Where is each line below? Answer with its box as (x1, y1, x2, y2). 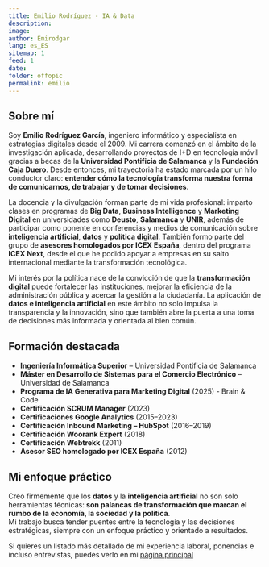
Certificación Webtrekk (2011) (19, 438, 122, 448)
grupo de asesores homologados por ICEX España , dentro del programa (8, 240, 251, 250)
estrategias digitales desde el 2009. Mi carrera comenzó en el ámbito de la (8, 139, 257, 149)
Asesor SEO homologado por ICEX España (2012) (19, 447, 188, 457)
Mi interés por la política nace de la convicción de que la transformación (8, 273, 250, 283)
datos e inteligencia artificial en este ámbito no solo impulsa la (8, 299, 219, 309)
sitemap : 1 (8, 49, 45, 57)
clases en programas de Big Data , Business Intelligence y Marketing (8, 206, 240, 216)
